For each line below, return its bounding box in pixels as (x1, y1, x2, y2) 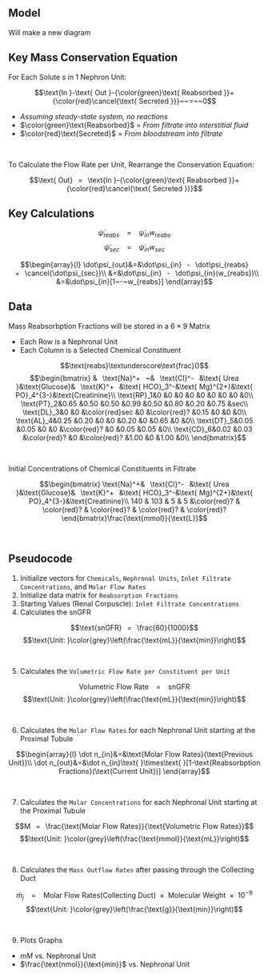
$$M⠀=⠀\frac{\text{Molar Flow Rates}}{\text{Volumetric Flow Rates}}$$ (14, 821, 254, 831)
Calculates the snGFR (19, 607, 92, 617)
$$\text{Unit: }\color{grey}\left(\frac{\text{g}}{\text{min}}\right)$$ (26, 904, 243, 915)
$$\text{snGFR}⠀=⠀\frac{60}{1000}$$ (70, 623, 198, 632)
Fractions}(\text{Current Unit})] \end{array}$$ (58, 766, 210, 775)
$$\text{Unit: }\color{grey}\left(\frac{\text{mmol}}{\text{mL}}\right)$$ (19, 834, 250, 843)
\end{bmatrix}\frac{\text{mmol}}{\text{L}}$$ (61, 513, 208, 523)
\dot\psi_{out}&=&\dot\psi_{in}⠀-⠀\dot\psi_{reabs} (82, 260, 250, 270)
